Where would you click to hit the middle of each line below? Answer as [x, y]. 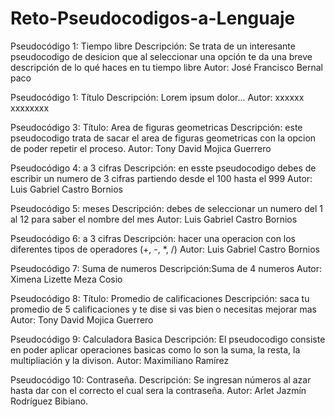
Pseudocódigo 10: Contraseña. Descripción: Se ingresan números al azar [161, 379]
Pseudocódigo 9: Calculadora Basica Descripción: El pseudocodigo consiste [168, 339]
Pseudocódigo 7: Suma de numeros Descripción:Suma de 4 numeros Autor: [166, 268]
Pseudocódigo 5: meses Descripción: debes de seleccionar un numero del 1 [166, 208]
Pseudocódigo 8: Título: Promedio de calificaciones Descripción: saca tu [160, 298]
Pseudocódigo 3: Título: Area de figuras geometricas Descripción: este [156, 127]
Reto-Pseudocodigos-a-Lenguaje [153, 18]
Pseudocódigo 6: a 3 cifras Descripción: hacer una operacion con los [153, 238]
